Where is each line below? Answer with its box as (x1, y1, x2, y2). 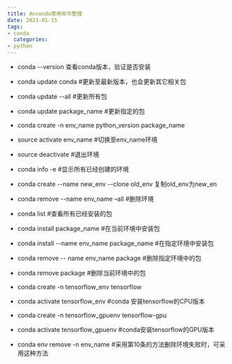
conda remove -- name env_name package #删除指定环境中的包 (17, 254, 202, 262)
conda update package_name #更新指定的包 (17, 107, 145, 115)
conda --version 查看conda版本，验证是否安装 (17, 63, 151, 70)
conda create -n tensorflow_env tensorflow (17, 283, 142, 291)
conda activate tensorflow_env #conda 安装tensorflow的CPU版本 (17, 297, 206, 305)
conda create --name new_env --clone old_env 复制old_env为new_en (17, 180, 217, 188)
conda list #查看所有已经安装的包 (17, 210, 113, 218)
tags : (7, 23, 23, 30)
